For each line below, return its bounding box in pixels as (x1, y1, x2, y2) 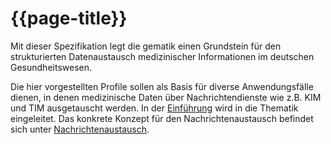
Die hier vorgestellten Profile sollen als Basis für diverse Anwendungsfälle (10, 80, 314, 92)
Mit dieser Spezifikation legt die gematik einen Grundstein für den (10, 40, 282, 52)
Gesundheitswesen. (10, 61, 93, 73)
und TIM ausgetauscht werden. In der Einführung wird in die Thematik (10, 102, 299, 114)
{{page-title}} (10, 7, 128, 30)
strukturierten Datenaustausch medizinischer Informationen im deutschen (10, 50, 315, 62)
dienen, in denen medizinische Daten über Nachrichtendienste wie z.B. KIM (10, 91, 322, 103)
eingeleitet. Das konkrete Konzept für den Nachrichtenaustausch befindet (10, 112, 314, 124)
